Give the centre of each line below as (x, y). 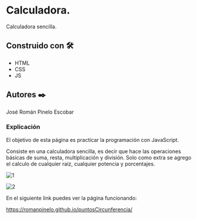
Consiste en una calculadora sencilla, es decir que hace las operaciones (94, 151)
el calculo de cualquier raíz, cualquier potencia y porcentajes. (81, 164)
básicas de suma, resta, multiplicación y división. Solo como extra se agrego (99, 157)
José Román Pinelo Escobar (40, 112)
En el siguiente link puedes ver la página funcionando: (71, 198)
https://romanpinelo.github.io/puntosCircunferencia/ (69, 209)
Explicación (23, 127)
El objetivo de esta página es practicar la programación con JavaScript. (93, 140)
